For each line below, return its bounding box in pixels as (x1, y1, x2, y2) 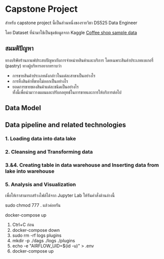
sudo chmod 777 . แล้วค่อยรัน (5, 202, 61, 208)
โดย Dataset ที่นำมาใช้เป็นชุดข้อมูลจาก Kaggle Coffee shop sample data (5, 30, 137, 35)
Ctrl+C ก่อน (12, 222, 34, 227)
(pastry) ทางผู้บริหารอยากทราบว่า (5, 63, 62, 68)
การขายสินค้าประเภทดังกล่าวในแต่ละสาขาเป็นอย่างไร (12, 72, 96, 78)
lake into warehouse (5, 168, 55, 175)
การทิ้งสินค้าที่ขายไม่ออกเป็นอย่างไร (12, 78, 68, 84)
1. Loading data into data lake (5, 135, 76, 142)
